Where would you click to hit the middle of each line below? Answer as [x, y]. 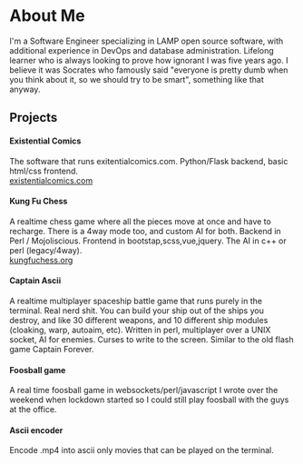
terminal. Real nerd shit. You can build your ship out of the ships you [137, 311]
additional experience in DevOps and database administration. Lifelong [142, 50]
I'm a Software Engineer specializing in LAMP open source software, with [147, 41]
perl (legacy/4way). [46, 250]
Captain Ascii [35, 281]
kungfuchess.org [41, 260]
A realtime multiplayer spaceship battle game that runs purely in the [136, 301]
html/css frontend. [44, 171]
